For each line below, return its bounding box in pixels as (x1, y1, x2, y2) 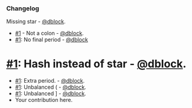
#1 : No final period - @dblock (14, 36, 89, 43)
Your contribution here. (14, 97, 73, 104)
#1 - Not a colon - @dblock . (14, 30, 84, 37)
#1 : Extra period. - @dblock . (14, 77, 85, 84)
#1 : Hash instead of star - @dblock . (6, 57, 187, 71)
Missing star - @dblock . (6, 18, 66, 25)
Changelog (6, 4, 39, 13)
